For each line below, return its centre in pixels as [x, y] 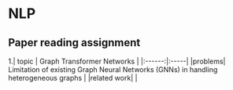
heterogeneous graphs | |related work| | [73, 78]
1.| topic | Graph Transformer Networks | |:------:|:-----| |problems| [117, 61]
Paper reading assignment [74, 43]
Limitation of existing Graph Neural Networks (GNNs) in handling [113, 70]
